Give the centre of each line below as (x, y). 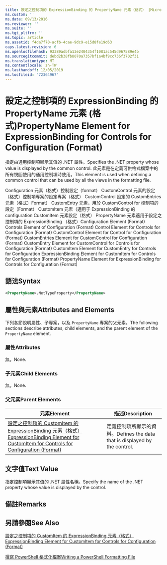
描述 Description (133, 414)
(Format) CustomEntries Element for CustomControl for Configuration (76, 238)
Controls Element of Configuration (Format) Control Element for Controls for (83, 227)
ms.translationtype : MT (30, 61)
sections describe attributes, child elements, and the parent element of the (82, 328)
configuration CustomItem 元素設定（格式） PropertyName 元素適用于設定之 (83, 215)
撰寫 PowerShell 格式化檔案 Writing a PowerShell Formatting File (70, 557)
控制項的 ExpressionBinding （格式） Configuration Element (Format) (75, 221)
